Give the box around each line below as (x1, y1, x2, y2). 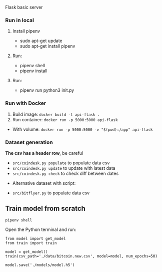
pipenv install (19, 68, 47, 74)
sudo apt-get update (19, 38, 62, 44)
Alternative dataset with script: (12, 180, 76, 186)
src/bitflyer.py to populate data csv (12, 190, 90, 196)
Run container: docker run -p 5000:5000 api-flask (12, 116, 118, 122)
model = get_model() (5, 249, 48, 254)
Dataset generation (5, 139, 53, 146)
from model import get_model (5, 236, 66, 241)
